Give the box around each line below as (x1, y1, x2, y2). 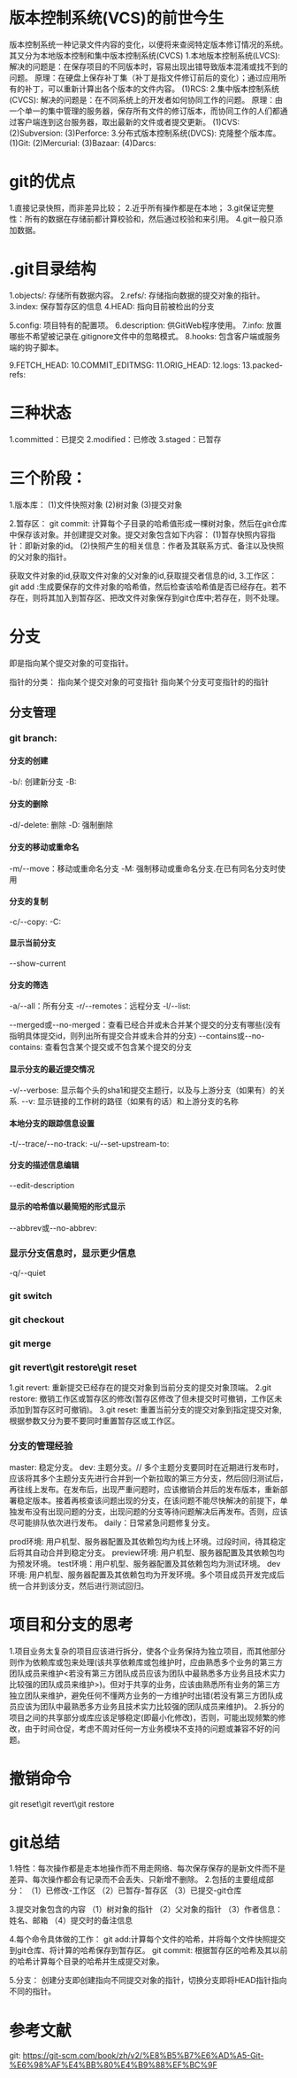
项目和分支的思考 (9, 1615, 134, 1635)
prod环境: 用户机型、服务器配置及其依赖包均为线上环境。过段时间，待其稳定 (9, 1536, 286, 1546)
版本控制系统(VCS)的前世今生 (9, 8, 224, 28)
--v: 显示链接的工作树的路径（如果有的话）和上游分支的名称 (20, 1096, 239, 1107)
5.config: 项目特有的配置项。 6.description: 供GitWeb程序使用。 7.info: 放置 (9, 320, 283, 331)
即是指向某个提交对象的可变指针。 (9, 658, 133, 668)
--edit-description (9, 1179, 75, 1190)
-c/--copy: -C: (9, 916, 62, 927)
